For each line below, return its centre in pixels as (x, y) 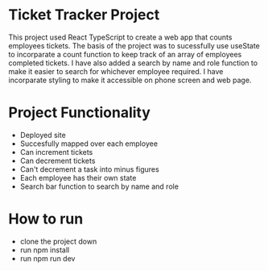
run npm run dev (47, 258)
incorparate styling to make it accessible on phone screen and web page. (130, 80)
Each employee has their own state (78, 177)
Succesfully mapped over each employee (89, 144)
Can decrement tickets (58, 161)
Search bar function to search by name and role (99, 186)
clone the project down (58, 241)
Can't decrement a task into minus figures (89, 169)
